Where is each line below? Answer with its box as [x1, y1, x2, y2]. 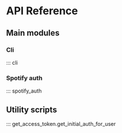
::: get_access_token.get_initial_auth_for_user [6, 120, 116, 127]
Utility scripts [6, 104, 57, 115]
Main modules [6, 28, 60, 38]
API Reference [6, 4, 78, 18]
